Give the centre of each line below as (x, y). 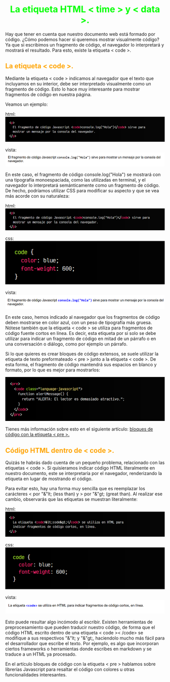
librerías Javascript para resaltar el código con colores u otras (70, 669)
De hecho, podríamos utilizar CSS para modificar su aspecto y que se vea (82, 190)
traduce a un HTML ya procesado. (41, 654)
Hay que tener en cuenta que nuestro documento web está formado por (80, 34)
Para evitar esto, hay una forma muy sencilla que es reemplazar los (75, 489)
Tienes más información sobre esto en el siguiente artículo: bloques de (79, 429)
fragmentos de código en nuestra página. (49, 94)
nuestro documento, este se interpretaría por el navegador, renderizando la (84, 474)
